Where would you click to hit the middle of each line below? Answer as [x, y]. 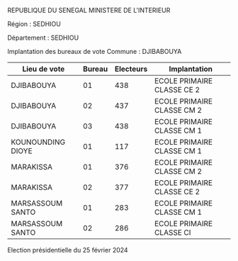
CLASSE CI [173, 232]
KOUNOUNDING [38, 142]
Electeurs [131, 69]
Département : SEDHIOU [43, 38]
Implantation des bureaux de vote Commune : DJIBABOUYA [95, 51]
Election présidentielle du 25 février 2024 [68, 250]
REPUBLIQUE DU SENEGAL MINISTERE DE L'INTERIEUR [89, 10]
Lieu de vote [44, 69]
